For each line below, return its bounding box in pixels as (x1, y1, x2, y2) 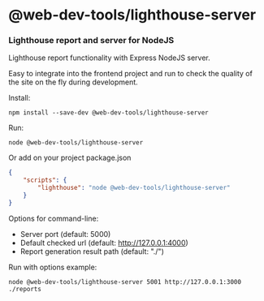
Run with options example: (8, 262, 97, 272)
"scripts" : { (23, 176, 67, 184)
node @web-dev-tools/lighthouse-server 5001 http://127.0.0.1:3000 (8, 277, 242, 286)
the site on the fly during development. (8, 77, 138, 87)
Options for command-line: (8, 213, 99, 223)
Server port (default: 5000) (19, 229, 111, 239)
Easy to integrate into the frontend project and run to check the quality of (8, 69, 253, 79)
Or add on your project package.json (8, 153, 132, 163)
